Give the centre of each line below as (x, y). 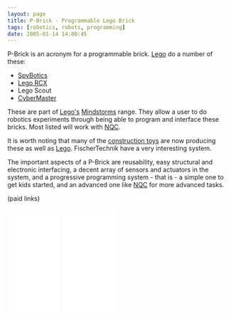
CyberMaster (37, 98)
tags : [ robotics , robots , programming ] (66, 27)
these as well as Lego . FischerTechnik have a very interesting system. (109, 148)
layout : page (27, 14)
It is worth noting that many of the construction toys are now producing (112, 141)
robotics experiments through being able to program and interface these (113, 120)
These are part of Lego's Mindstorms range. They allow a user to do (107, 112)
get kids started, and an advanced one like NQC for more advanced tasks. (116, 185)
